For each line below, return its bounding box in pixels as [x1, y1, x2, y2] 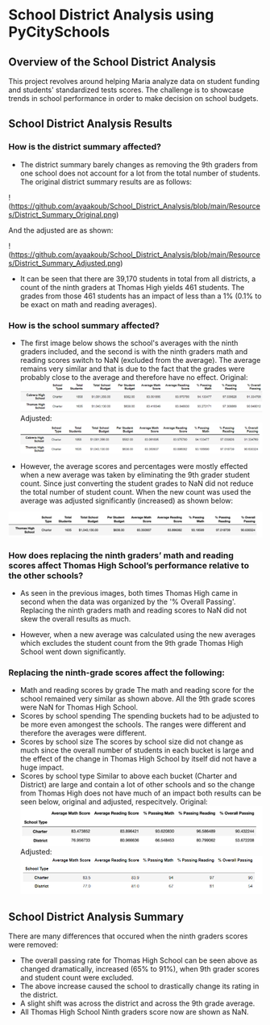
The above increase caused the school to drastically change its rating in [19, 981, 260, 991]
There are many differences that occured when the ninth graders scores [8, 931, 248, 941]
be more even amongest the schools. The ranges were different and [19, 719, 247, 729]
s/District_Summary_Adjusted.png [8, 258, 121, 268]
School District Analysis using [8, 6, 214, 24]
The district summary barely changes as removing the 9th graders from [19, 159, 258, 169]
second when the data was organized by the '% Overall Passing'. [19, 597, 236, 606]
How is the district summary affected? [8, 141, 161, 153]
